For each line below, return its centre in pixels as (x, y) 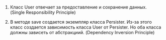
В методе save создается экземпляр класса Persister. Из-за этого (81, 22)
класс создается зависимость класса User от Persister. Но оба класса (86, 27)
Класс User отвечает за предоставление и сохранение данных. (78, 7)
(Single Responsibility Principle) (43, 12)
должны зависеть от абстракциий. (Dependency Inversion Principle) (82, 32)
